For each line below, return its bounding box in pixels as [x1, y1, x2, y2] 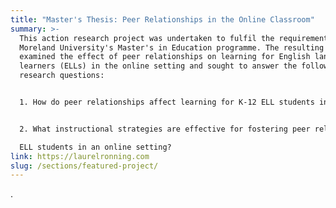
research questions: [19, 71, 105, 81]
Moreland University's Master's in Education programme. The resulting [19, 42, 325, 53]
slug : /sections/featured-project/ [10, 161, 159, 171]
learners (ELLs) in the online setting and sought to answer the [19, 61, 298, 71]
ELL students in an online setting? [19, 142, 172, 152]
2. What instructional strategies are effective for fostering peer [19, 124, 311, 134]
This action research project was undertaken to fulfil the [19, 33, 275, 43]
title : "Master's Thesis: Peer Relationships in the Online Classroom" [10, 14, 315, 25]
